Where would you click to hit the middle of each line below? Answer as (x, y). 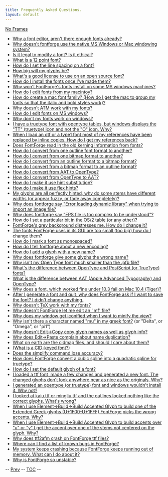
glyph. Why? (25, 433)
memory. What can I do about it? (46, 454)
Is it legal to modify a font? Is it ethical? (53, 54)
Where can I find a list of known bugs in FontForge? (66, 443)
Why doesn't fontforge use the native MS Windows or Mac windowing (85, 44)
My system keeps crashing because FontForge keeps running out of (83, 449)
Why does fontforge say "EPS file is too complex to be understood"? (83, 214)
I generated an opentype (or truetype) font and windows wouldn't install (87, 385)
